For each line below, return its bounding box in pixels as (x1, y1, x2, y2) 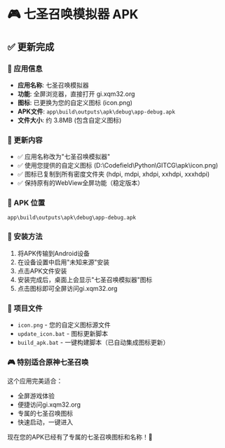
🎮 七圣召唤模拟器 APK (7, 6, 139, 22)
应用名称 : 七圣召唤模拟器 (17, 81, 89, 89)
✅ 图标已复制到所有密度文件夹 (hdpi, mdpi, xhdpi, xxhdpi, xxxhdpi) (17, 170, 210, 179)
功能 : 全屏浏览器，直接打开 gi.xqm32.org (17, 89, 135, 98)
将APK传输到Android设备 (17, 249, 90, 257)
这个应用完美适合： (7, 376, 63, 386)
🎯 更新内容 (7, 135, 43, 144)
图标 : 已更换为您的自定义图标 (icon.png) (17, 98, 133, 107)
